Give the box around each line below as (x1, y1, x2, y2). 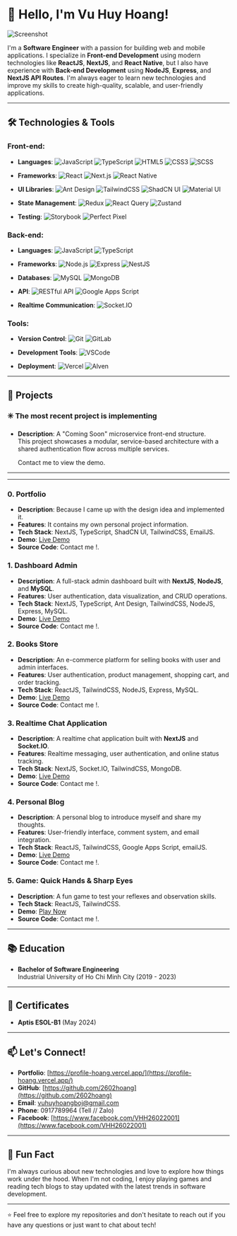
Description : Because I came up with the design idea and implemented (17, 505, 225, 514)
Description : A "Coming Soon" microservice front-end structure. (17, 429, 207, 438)
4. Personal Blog (7, 797, 65, 807)
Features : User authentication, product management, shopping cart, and (17, 670, 229, 678)
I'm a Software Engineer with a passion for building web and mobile (7, 43, 206, 52)
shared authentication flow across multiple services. (17, 444, 170, 453)
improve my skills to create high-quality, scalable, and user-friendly (7, 81, 203, 89)
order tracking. (17, 678, 61, 686)
